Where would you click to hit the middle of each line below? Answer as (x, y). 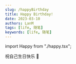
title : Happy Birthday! (29, 14)
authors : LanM (19, 23)
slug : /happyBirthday (27, 10)
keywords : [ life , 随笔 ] (28, 32)
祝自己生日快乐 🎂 (22, 56)
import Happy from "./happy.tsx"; (38, 46)
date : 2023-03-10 (23, 19)
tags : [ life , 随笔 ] (24, 28)
